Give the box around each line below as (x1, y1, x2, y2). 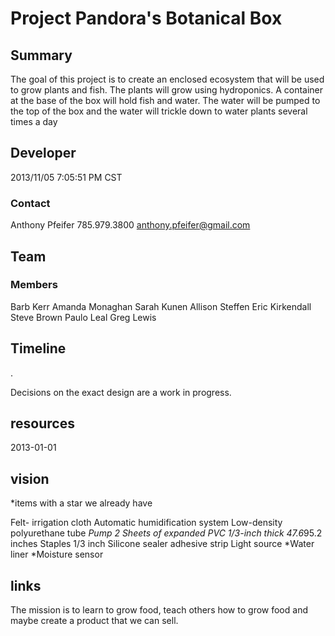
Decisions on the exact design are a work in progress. (10, 386, 232, 398)
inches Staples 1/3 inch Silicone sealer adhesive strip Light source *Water (10, 538, 315, 550)
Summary (10, 47, 73, 64)
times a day (10, 116, 58, 127)
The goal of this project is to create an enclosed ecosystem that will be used (10, 73, 325, 85)
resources (10, 415, 75, 432)
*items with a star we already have (10, 497, 153, 509)
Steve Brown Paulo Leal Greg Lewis (10, 311, 157, 323)
